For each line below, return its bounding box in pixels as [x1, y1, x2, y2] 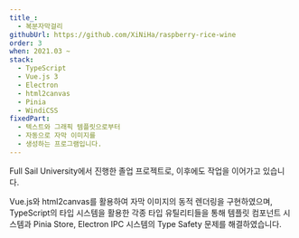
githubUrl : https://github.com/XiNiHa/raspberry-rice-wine [9, 30, 237, 39]
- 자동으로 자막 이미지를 [17, 131, 97, 140]
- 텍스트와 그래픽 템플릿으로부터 [17, 123, 121, 132]
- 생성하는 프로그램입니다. [17, 139, 102, 148]
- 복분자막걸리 [17, 22, 63, 31]
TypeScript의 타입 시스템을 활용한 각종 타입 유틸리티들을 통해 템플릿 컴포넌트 [9, 207, 282, 218]
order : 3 [9, 38, 42, 48]
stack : [9, 55, 34, 64]
